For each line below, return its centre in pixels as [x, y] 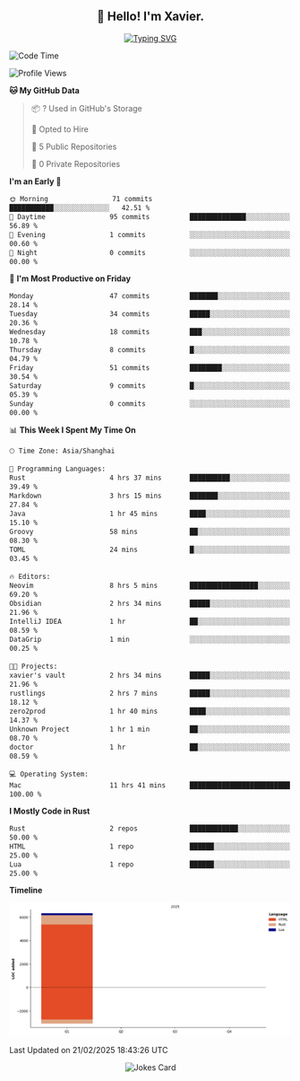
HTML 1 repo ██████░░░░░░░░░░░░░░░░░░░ [150, 846]
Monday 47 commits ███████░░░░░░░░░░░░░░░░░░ [150, 296]
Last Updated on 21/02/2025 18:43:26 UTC [89, 1050]
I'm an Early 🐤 [35, 181]
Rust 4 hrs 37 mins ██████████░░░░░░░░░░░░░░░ [150, 478]
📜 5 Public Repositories [74, 146]
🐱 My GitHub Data [45, 90]
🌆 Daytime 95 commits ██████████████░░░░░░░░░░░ [150, 216]
